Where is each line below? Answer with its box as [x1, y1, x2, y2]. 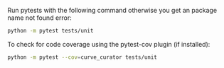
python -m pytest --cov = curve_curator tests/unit [7, 53, 158, 61]
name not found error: [7, 13, 73, 22]
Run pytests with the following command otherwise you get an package [7, 6, 218, 14]
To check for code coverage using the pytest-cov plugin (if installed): [7, 40, 210, 48]
